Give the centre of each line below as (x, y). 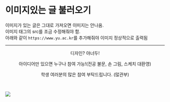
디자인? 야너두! (85, 53)
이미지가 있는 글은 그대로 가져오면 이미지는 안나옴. (55, 25)
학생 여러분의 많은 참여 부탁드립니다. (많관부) (85, 74)
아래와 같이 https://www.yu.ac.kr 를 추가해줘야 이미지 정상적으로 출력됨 (77, 38)
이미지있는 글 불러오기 (48, 10)
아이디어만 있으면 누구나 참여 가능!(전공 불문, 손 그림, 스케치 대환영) (85, 64)
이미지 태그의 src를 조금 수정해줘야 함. (43, 31)
